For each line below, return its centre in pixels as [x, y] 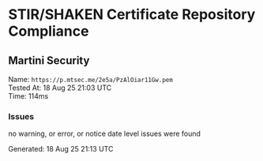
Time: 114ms [28, 96]
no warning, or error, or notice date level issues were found [105, 134]
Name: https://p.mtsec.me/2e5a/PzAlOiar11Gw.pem [91, 79]
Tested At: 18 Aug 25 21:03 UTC [60, 88]
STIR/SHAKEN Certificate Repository [132, 15]
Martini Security [49, 60]
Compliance [49, 31]
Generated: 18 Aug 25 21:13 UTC [61, 149]
